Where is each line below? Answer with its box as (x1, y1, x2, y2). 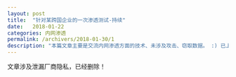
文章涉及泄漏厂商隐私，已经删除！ (7, 62, 106, 70)
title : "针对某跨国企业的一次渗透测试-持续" (7, 17, 126, 24)
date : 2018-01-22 (7, 23, 65, 30)
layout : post (7, 10, 46, 17)
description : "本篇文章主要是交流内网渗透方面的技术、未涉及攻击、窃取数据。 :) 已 (7, 42, 226, 49)
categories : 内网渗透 (7, 29, 67, 37)
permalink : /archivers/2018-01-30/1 (7, 36, 114, 43)
